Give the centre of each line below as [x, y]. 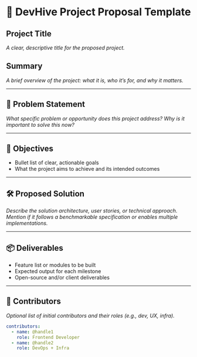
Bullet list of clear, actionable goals [57, 163]
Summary [24, 66]
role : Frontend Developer [48, 337]
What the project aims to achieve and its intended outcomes [87, 169]
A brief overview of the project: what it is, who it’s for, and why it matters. [95, 80]
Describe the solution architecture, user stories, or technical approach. [92, 211]
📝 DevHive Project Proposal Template [98, 12]
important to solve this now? [40, 124]
